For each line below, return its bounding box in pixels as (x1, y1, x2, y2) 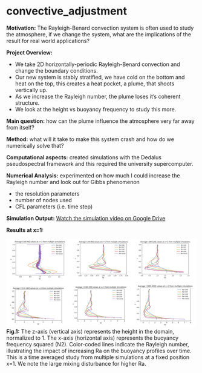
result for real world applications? (6, 37, 90, 44)
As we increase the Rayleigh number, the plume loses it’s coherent (15, 93, 181, 100)
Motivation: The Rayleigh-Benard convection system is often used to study (6, 24, 194, 31)
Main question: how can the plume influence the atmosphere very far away (6, 117, 195, 125)
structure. (15, 99, 40, 107)
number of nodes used (15, 196, 73, 203)
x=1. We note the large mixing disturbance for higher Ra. (6, 360, 146, 368)
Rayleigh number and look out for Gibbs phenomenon (6, 178, 140, 185)
